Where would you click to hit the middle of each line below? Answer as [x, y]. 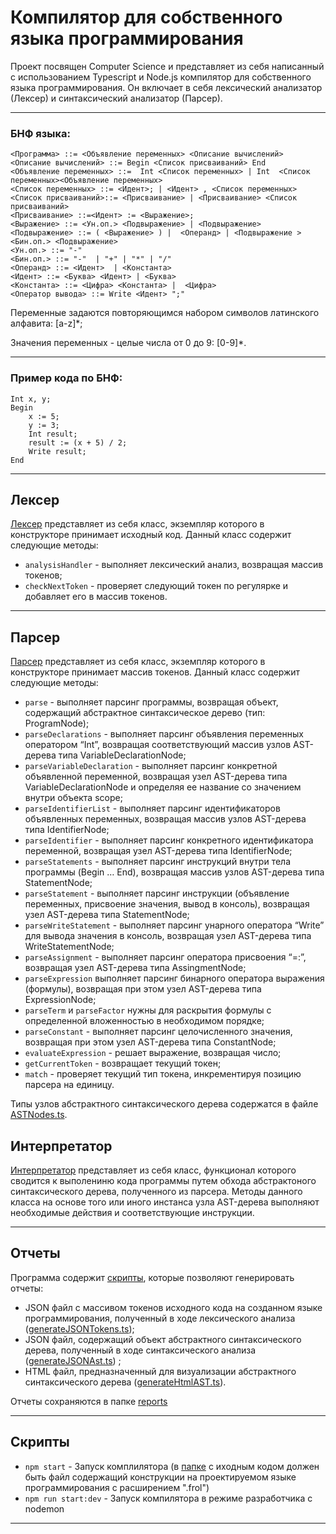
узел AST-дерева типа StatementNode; [107, 915]
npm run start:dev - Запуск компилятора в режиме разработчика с [168, 1498]
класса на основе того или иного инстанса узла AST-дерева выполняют [165, 1202]
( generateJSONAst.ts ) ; [73, 1360]
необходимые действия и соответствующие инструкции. [132, 1212]
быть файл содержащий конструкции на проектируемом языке [160, 1477]
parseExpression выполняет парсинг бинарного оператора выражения [174, 978]
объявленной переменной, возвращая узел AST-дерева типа [156, 777]
